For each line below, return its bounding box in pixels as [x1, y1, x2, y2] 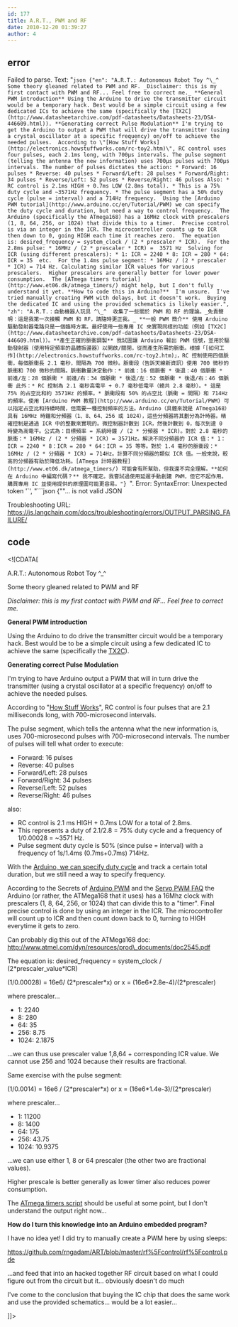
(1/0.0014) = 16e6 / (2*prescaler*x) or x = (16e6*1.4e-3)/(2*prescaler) [7, 1085, 212, 1093]
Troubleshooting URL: [7, 500, 71, 509]
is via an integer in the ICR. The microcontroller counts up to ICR [7, 226, 217, 233]
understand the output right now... [7, 1206, 107, 1215]
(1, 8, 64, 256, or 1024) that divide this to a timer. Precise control [7, 220, 230, 227]
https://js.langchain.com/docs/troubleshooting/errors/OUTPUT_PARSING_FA [7, 508, 231, 517]
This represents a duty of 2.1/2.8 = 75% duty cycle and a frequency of [17, 826, 222, 834]
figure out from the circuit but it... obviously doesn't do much [7, 1277, 186, 1285]
